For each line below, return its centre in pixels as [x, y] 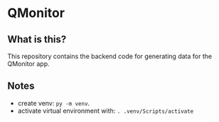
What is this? [37, 39]
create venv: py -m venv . [54, 103]
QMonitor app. [28, 64]
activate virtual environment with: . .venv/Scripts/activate [106, 111]
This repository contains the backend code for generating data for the [109, 56]
